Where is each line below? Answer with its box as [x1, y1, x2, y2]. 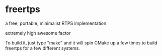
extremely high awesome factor [5, 30, 71, 36]
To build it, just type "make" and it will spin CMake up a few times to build [5, 39, 157, 46]
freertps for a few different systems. [5, 45, 80, 51]
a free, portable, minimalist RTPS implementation [5, 20, 107, 26]
